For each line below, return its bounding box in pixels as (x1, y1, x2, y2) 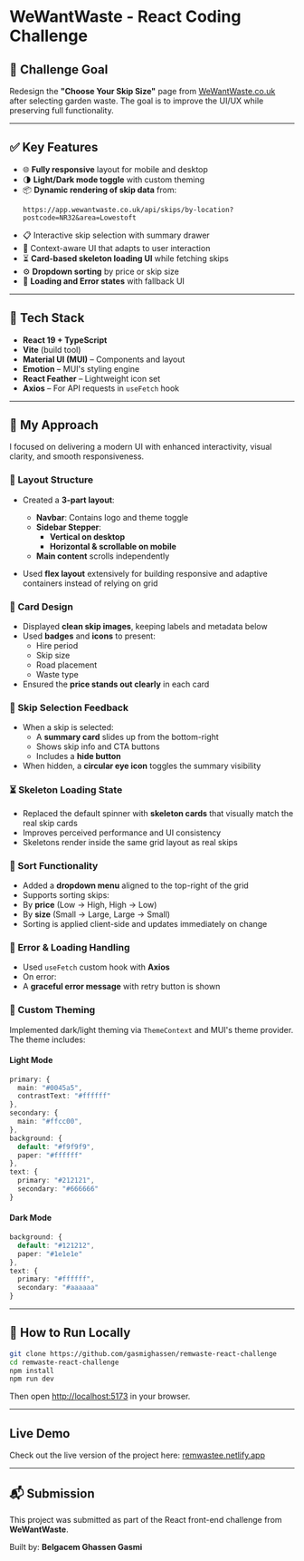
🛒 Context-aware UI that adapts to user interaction (22, 242, 211, 253)
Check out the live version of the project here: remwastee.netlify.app (9, 1449, 265, 1461)
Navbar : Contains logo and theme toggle (35, 512, 189, 522)
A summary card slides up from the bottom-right (35, 732, 219, 743)
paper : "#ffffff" (17, 1150, 83, 1160)
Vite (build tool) (22, 344, 81, 355)
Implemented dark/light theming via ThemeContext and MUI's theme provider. (9, 1024, 294, 1035)
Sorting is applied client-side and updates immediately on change (22, 918, 268, 929)
